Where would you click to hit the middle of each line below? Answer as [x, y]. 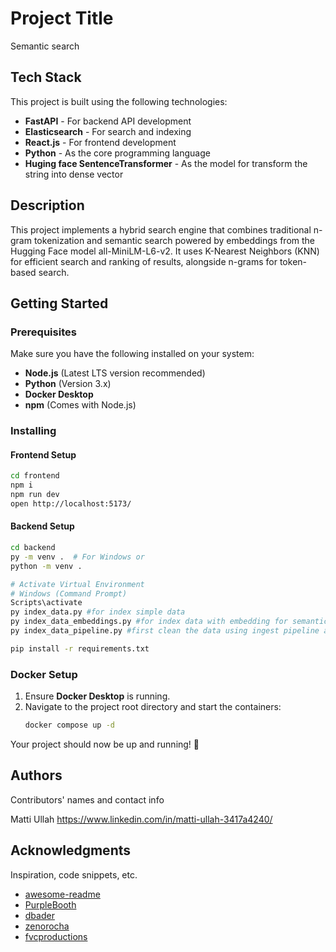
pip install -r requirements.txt [80, 648]
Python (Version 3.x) [68, 384]
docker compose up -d [69, 725]
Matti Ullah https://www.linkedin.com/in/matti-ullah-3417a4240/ [141, 819]
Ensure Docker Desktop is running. [97, 696]
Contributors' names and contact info [87, 799]
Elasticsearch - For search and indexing [108, 131]
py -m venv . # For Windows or [77, 557]
